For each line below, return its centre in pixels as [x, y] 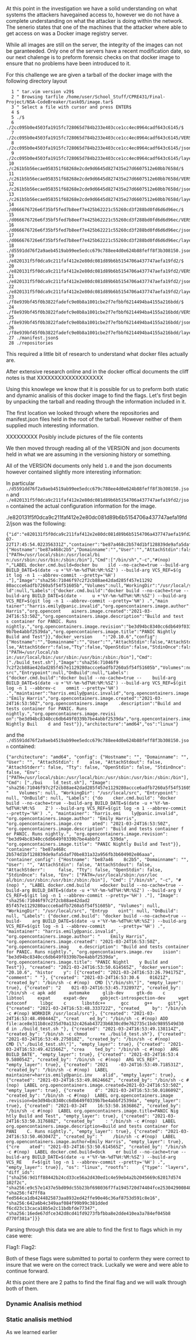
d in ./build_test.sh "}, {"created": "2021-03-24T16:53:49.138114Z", [94, 1029]
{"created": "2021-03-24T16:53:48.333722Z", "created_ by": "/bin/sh [96, 1008]
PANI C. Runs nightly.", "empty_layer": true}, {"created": [85, 1131]
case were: [20, 1236]
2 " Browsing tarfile [38, 97]
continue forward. [27, 1271]
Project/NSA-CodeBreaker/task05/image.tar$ [60, 102]
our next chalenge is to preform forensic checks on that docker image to [93, 57]
